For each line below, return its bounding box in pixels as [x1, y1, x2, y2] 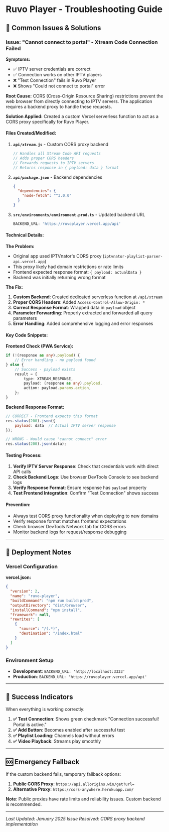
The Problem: [6, 244, 35, 250]
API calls [13, 468, 32, 475]
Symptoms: [6, 56, 31, 62]
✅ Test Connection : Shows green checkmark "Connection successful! [13, 716, 159, 722]
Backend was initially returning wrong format [13, 275, 106, 281]
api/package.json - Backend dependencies [13, 174, 102, 180]
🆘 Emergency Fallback [6, 758, 80, 766]
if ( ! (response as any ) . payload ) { [6, 353, 80, 358]
